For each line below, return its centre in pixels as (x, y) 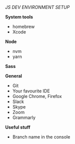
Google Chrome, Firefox (37, 96)
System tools (19, 17)
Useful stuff (18, 127)
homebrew (23, 26)
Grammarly (24, 117)
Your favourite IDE (31, 91)
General (14, 76)
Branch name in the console (41, 137)
